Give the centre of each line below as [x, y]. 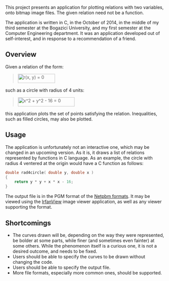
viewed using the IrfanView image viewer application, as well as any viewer [83, 202]
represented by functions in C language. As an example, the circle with [79, 158]
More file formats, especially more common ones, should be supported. [87, 272]
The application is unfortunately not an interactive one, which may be [77, 147]
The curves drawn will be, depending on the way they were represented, [88, 235]
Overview [21, 54]
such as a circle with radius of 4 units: [45, 90]
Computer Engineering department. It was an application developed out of [83, 33]
